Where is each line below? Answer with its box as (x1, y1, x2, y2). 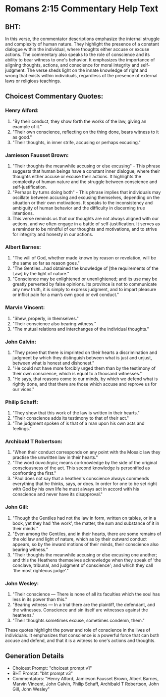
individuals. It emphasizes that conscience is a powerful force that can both (5, 632, 160, 639)
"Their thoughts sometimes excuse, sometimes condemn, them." (12, 617, 145, 624)
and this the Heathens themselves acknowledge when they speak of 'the (12, 557, 161, 563)
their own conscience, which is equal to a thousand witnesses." (12, 370, 142, 376)
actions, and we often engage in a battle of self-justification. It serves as (12, 221, 160, 227)
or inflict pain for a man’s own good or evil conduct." (12, 292, 119, 298)
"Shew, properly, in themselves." (12, 315, 79, 321)
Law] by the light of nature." (12, 271, 69, 277)
